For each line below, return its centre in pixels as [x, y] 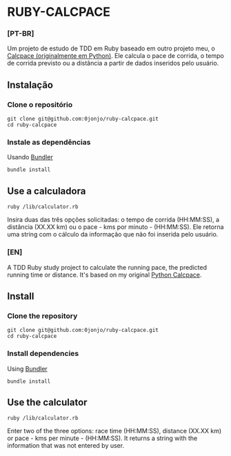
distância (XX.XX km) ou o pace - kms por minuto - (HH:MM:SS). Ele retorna [115, 227]
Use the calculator [47, 402]
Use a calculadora [47, 191]
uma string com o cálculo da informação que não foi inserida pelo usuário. [113, 235]
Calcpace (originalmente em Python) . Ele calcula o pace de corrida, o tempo [115, 56]
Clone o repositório [40, 104]
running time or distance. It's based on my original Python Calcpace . [104, 275]
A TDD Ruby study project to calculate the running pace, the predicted [107, 267]
